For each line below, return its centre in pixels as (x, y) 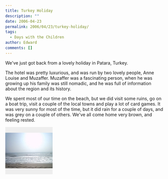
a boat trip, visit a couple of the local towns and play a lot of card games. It (83, 104)
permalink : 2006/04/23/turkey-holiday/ (47, 27)
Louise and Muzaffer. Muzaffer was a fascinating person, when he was (79, 78)
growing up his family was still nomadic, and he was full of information (78, 83)
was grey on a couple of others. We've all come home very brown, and (79, 114)
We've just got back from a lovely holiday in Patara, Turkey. (67, 63)
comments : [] (19, 48)
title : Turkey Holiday (29, 11)
